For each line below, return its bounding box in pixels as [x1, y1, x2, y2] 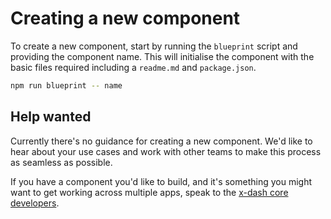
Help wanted [10, 108, 92, 126]
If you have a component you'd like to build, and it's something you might [10, 175, 313, 187]
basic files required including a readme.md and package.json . [10, 61, 257, 73]
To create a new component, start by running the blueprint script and [10, 40, 298, 52]
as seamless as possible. [10, 156, 113, 168]
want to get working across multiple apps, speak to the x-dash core [10, 186, 289, 198]
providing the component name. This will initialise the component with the [10, 50, 315, 62]
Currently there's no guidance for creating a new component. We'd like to [10, 135, 313, 147]
